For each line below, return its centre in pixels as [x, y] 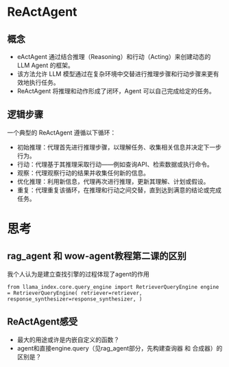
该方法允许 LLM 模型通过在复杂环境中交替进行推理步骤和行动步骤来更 [115, 74]
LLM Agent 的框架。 [45, 65]
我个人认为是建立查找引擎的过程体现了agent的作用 [78, 274]
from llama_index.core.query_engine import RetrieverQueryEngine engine [113, 287]
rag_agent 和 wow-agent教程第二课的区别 [97, 256]
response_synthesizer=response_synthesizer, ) [75, 299]
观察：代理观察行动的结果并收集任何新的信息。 [83, 173]
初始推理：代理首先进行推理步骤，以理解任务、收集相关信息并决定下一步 [119, 147]
